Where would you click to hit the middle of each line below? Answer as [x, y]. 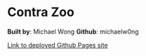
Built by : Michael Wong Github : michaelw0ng [73, 31]
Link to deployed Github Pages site [58, 45]
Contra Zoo [41, 12]
